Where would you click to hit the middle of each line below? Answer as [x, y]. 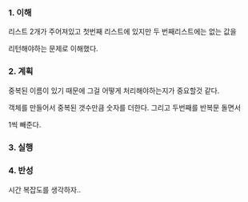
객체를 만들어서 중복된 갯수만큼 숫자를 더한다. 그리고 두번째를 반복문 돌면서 [125, 107]
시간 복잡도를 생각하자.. [45, 189]
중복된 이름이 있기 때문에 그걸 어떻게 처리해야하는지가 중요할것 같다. [114, 91]
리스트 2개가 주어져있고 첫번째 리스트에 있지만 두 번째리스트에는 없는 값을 [123, 32]
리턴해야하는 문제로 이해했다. [53, 49]
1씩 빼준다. [25, 124]
